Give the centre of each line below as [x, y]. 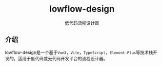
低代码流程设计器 [82, 23]
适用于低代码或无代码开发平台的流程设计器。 [63, 58]
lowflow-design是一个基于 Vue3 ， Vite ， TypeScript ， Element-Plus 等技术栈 [79, 52]
